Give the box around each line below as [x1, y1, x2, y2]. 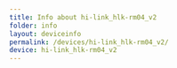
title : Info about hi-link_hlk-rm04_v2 [9, 12, 157, 22]
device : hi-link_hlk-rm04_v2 [9, 46, 117, 55]
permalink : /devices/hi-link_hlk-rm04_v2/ [9, 37, 169, 47]
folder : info [9, 21, 58, 30]
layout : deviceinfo [9, 29, 82, 38]
